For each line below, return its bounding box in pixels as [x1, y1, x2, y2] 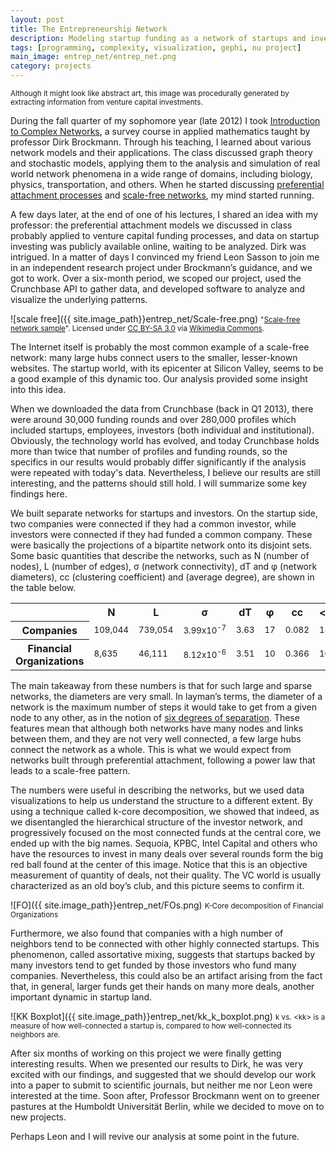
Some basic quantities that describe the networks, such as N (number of [10, 550, 310, 561]
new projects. [10, 1111, 67, 1123]
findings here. [10, 488, 68, 500]
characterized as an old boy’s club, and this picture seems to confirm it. [10, 879, 305, 891]
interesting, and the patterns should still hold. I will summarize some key [10, 477, 308, 489]
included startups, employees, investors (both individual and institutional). [10, 424, 315, 436]
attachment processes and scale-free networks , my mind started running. [10, 189, 315, 201]
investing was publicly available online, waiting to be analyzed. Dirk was [10, 241, 307, 252]
